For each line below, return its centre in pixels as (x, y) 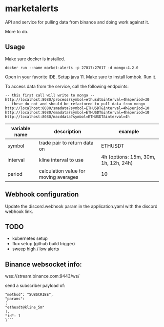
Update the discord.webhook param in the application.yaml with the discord (81, 206)
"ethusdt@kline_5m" (25, 307)
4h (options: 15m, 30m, (128, 157)
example (129, 131)
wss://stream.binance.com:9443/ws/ (42, 276)
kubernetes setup (30, 238)
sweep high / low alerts (36, 249)
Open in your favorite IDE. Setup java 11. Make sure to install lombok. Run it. (81, 77)
